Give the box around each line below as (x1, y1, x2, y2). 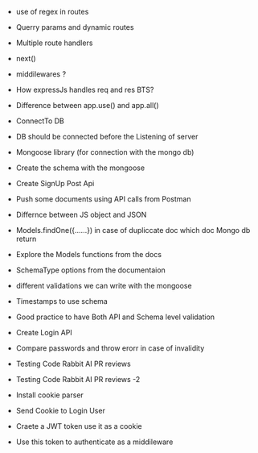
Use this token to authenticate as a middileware (15, 437, 174, 447)
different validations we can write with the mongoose (15, 281, 192, 290)
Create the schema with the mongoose (15, 163, 145, 172)
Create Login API (15, 328, 72, 337)
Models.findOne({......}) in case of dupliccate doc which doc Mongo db (15, 226, 251, 235)
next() (15, 54, 36, 63)
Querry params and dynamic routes (15, 23, 134, 31)
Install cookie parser (15, 390, 84, 400)
